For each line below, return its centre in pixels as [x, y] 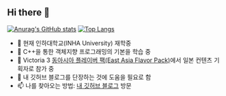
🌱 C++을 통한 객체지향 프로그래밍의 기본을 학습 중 [84, 51]
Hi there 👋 [29, 13]
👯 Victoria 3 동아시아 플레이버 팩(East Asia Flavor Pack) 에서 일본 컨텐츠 [115, 60]
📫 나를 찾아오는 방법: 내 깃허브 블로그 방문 [74, 85]
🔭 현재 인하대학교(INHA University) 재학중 [74, 43]
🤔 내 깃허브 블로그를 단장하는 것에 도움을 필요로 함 [84, 77]
